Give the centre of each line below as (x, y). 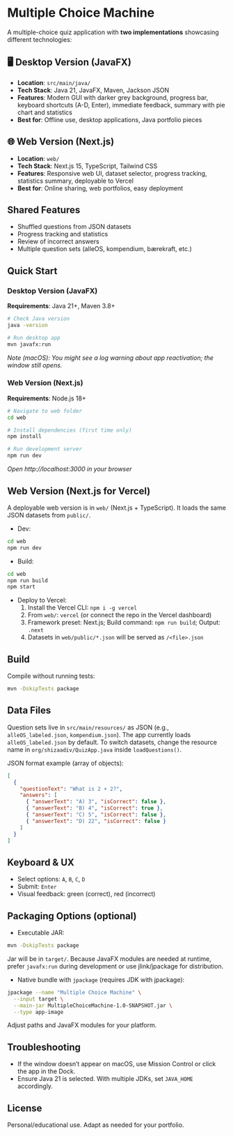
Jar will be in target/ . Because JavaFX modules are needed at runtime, (110, 959)
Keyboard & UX (41, 862)
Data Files (29, 710)
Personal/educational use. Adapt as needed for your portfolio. (96, 1125)
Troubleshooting (44, 1047)
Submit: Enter (37, 886)
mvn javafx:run (29, 344)
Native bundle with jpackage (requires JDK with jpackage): (101, 979)
